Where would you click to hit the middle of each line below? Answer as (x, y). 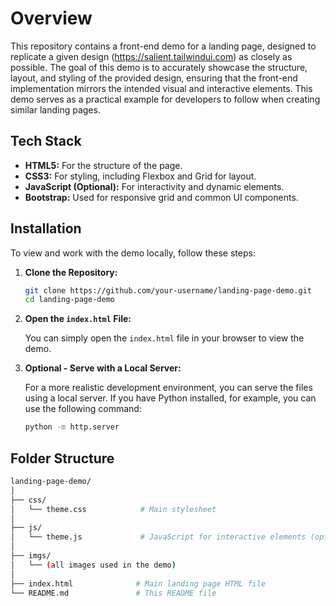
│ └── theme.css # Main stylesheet (113, 509)
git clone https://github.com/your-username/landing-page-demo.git (168, 290)
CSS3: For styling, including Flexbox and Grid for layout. (140, 176)
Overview (51, 18)
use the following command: (83, 409)
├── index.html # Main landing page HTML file (138, 583)
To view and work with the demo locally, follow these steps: (133, 253)
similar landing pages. (55, 109)
